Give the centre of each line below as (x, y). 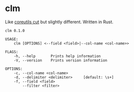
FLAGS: (12, 52)
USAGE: (12, 39)
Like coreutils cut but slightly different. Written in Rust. (59, 22)
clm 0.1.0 (15, 31)
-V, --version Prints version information (61, 60)
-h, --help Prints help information (57, 56)
